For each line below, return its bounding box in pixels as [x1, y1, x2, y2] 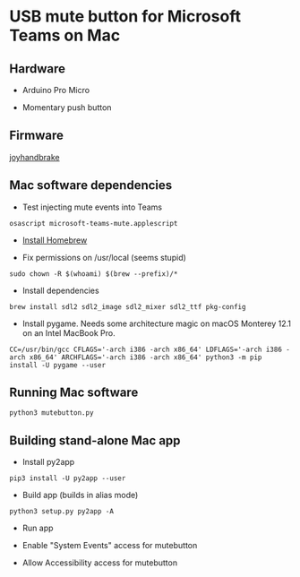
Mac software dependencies [9, 177, 173, 194]
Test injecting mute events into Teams [21, 202, 163, 212]
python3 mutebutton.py [9, 409, 94, 418]
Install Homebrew [21, 235, 88, 245]
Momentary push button [21, 102, 112, 113]
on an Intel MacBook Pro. [21, 327, 116, 338]
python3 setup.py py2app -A [9, 507, 115, 516]
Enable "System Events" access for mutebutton [21, 540, 198, 551]
